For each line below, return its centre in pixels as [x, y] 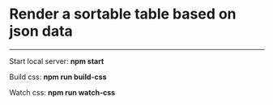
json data [41, 31]
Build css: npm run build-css [58, 77]
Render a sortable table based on [123, 14]
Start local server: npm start [57, 61]
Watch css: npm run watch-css [62, 92]
